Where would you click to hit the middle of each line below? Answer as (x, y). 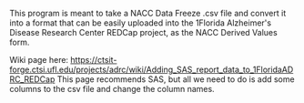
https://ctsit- (94, 60)
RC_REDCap (32, 79)
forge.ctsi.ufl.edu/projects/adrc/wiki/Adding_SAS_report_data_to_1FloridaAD (152, 69)
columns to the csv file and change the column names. (112, 89)
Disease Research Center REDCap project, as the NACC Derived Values (143, 32)
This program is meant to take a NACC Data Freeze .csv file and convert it (148, 13)
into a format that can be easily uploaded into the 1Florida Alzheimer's (140, 23)
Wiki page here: (39, 60)
